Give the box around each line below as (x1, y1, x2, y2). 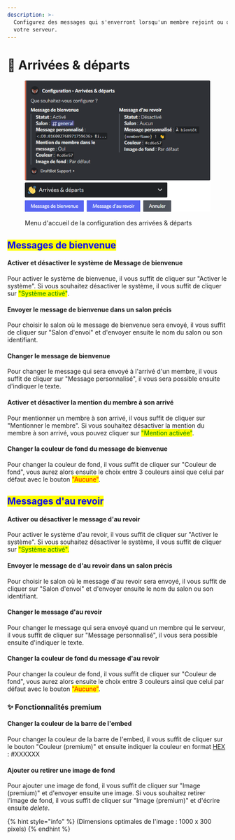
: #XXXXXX (7, 750, 41, 759)
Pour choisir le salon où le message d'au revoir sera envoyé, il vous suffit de (7, 577, 227, 585)
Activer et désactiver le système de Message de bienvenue (7, 259, 183, 267)
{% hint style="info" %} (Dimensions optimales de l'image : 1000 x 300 (7, 818, 212, 826)
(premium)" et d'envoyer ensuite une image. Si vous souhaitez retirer (7, 789, 206, 797)
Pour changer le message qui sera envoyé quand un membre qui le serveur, (7, 623, 226, 631)
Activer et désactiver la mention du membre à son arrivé (7, 398, 174, 406)
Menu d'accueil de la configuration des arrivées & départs (24, 219, 192, 227)
